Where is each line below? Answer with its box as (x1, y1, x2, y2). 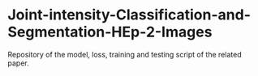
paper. (7, 58, 29, 68)
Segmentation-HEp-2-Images (7, 23, 213, 41)
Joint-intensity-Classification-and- (7, 6, 251, 24)
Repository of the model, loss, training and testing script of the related (7, 49, 242, 59)
